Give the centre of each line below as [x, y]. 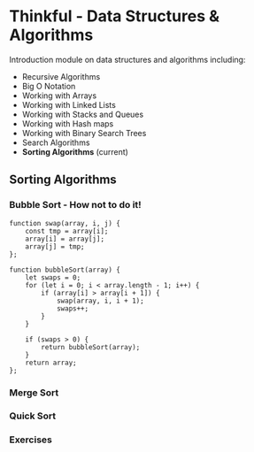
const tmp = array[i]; [67, 231]
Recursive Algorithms [61, 76]
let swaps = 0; [53, 277]
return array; [51, 363]
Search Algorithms [56, 142]
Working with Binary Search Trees [84, 133]
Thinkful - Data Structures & [114, 16]
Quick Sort [33, 416]
